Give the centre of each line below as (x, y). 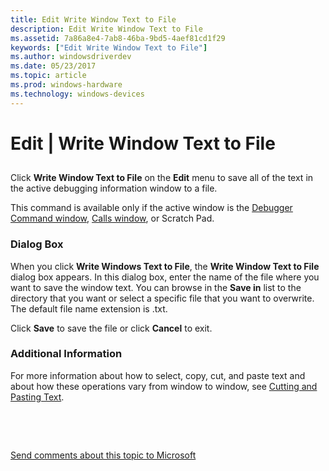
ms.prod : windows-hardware (66, 85)
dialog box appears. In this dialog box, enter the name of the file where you (165, 277)
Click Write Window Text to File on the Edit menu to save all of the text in (162, 178)
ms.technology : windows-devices (77, 94)
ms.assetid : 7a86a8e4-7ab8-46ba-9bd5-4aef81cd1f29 (118, 38)
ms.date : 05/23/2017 (53, 66)
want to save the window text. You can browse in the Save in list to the (156, 287)
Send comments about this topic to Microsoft (103, 455)
